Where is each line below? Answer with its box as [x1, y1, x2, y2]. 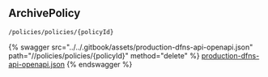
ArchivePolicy [8, 6, 81, 20]
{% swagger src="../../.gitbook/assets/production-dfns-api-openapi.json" [8, 42, 253, 52]
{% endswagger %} [66, 59, 133, 69]
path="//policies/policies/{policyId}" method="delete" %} [8, 50, 200, 60]
